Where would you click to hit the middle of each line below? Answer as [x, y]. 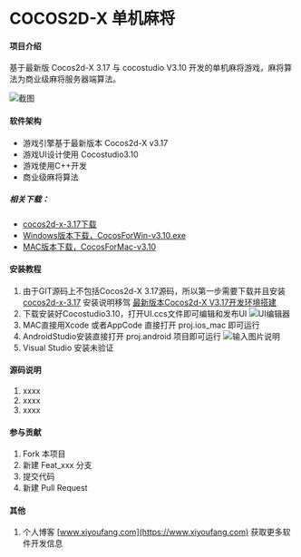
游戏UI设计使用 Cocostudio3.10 [80, 154]
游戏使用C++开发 [55, 165]
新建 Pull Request [55, 488]
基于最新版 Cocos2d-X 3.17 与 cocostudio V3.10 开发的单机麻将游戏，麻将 [147, 68]
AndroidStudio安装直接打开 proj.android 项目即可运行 [122, 336]
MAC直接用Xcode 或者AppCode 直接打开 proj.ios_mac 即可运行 [141, 325]
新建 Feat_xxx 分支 [57, 465]
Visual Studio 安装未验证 [68, 347]
